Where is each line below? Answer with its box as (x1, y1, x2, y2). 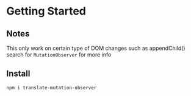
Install (6, 69, 31, 79)
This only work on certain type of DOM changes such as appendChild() (6, 44, 186, 52)
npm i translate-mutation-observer (6, 84, 97, 91)
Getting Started (6, 4, 87, 18)
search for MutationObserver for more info (6, 51, 112, 58)
